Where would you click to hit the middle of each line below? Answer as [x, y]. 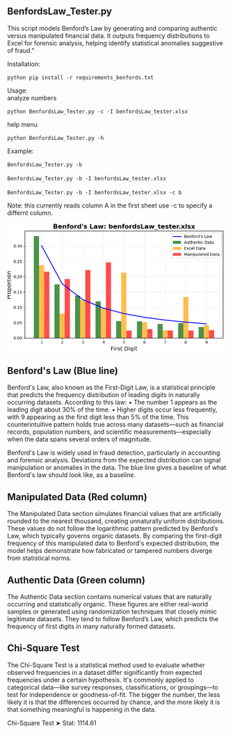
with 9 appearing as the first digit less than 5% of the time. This [98, 417]
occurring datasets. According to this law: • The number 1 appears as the [112, 403]
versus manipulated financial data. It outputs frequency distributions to [109, 36]
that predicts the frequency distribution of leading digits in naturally [104, 395]
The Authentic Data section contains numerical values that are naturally [110, 596]
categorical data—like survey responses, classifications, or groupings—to [113, 687]
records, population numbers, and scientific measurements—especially [109, 432]
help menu [23, 124]
